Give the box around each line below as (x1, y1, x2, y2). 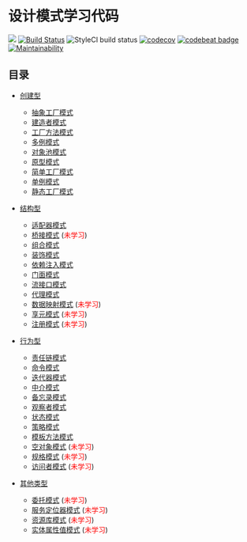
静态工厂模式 (31, 187, 73, 196)
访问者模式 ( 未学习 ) (31, 461, 95, 471)
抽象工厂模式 (31, 108, 73, 117)
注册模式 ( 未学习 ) (31, 319, 88, 328)
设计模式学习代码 (8, 7, 120, 25)
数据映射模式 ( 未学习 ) (31, 299, 101, 309)
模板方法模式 (31, 432, 73, 442)
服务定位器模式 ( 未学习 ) (31, 505, 108, 514)
